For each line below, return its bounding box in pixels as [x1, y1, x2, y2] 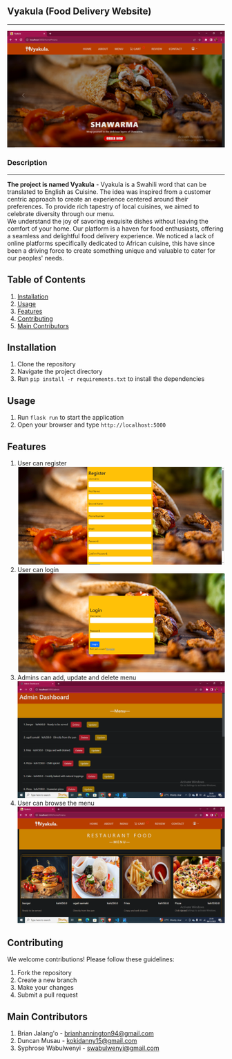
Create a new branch [17, 976, 77, 984]
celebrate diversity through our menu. [7, 209, 115, 217]
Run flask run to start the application [17, 413, 124, 422]
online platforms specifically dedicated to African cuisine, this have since [7, 239, 215, 247]
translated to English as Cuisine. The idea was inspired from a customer [7, 187, 212, 196]
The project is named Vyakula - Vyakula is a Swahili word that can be [7, 180, 207, 188]
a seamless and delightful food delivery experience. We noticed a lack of [7, 231, 214, 240]
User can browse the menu [17, 799, 95, 807]
